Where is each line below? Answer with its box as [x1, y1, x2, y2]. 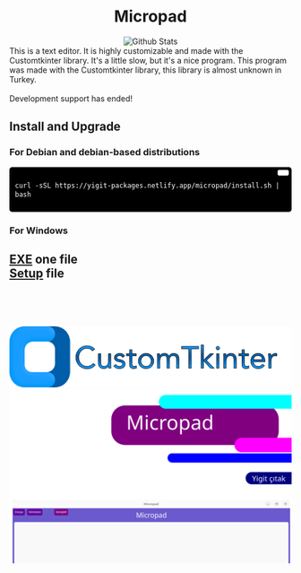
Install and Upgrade [9, 119, 121, 135]
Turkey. [9, 74, 38, 84]
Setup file [9, 265, 64, 281]
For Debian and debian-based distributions [9, 146, 201, 159]
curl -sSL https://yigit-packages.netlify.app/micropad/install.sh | [14, 181, 280, 190]
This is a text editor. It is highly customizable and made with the [9, 45, 244, 56]
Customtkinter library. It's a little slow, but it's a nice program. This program [9, 55, 287, 65]
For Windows [9, 224, 69, 237]
